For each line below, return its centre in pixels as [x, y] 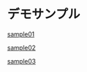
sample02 [22, 48]
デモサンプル [44, 14]
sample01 [21, 34]
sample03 [22, 61]
